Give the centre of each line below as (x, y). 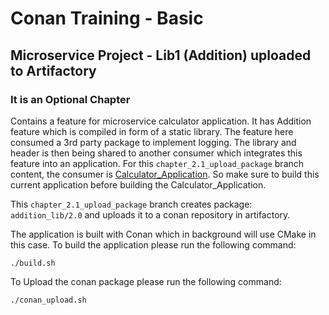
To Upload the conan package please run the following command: (146, 281)
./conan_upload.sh (48, 300)
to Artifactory (53, 70)
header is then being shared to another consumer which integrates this (156, 153)
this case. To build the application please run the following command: (153, 244)
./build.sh (33, 263)
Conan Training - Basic (107, 18)
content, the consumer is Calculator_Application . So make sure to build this (165, 174)
